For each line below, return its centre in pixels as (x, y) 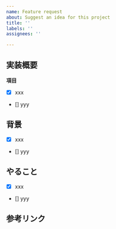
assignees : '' (24, 34)
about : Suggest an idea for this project (58, 17)
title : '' (18, 23)
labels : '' (20, 28)
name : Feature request (34, 12)
